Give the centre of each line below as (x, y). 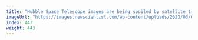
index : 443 (19, 22)
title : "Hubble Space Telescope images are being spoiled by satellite (96, 11)
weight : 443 (21, 28)
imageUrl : (18, 17)
